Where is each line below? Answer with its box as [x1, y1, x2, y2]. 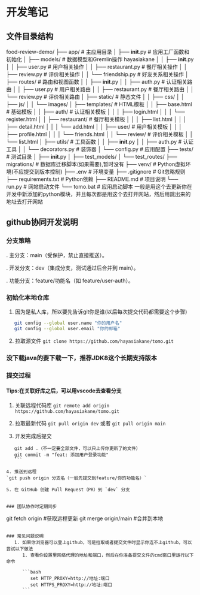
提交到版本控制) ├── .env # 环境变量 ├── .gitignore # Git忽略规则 [23, 168, 186, 175]
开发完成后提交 [14, 432, 52, 439]
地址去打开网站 [6, 198, 43, 205]
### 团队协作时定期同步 [6, 503, 57, 509]
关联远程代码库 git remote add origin [14, 401, 110, 409]
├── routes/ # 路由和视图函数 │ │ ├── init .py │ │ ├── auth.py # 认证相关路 [6, 78, 193, 85]
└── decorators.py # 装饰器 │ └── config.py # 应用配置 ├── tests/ [27, 146, 194, 153]
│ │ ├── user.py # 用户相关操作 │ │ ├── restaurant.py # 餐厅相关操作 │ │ [6, 64, 187, 70]
